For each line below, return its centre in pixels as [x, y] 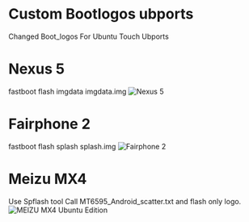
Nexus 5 [36, 69]
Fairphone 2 [50, 124]
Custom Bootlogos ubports [101, 14]
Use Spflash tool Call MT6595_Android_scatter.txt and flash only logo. [125, 201]
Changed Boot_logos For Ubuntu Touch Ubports [89, 36]
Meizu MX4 [48, 179]
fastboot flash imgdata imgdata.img [68, 91]
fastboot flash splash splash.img [62, 146]
